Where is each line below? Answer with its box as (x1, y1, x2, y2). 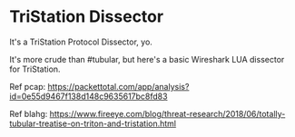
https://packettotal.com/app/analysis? (47, 81, 190, 92)
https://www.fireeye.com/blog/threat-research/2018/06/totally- (49, 108, 286, 119)
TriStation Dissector (9, 6, 164, 27)
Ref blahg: (9, 108, 48, 119)
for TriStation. (9, 64, 61, 74)
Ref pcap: (9, 81, 46, 92)
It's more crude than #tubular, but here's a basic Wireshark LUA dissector (9, 54, 285, 64)
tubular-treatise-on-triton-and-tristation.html (9, 118, 177, 129)
